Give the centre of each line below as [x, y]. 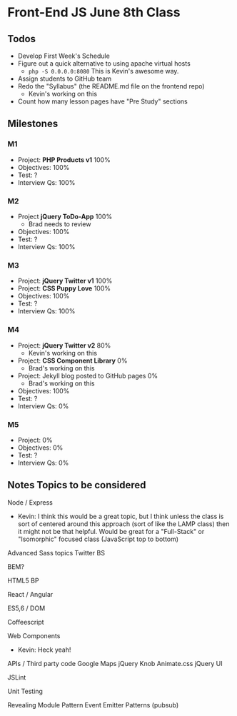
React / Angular [30, 594]
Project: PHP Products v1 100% [64, 160]
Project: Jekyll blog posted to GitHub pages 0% [88, 375]
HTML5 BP [23, 580]
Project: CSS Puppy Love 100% [64, 288]
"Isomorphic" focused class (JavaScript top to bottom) [98, 539]
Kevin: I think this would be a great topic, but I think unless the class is [121, 516]
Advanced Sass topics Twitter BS [56, 553]
